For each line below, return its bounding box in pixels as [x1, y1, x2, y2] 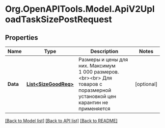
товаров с [78, 81, 103, 87]
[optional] [135, 81, 158, 87]
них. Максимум [78, 62, 116, 69]
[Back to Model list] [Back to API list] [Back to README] [5, 118, 118, 124]
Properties [5, 33, 38, 42]
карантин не [78, 99, 108, 106]
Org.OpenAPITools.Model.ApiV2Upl [5, 3, 155, 15]
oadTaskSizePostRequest [5, 14, 112, 25]
